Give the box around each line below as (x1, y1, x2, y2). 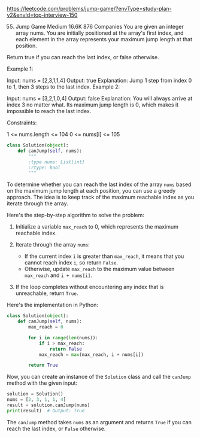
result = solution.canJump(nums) (7, 402, 90, 408)
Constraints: (7, 119, 37, 126)
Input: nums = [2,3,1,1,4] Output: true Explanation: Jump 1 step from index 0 (7, 77, 192, 84)
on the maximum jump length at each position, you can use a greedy (7, 187, 176, 194)
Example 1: (7, 65, 34, 72)
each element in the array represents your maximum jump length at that (15, 36, 193, 42)
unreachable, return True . (15, 290, 78, 297)
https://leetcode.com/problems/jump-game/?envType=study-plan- (7, 5, 172, 12)
